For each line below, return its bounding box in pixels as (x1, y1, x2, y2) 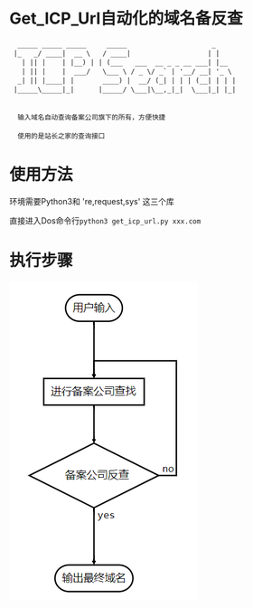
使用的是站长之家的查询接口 (17, 131, 106, 140)
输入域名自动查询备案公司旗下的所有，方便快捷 (17, 112, 165, 122)
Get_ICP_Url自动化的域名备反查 (9, 8, 244, 29)
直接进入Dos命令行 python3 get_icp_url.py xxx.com (9, 214, 201, 226)
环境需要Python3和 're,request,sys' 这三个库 (9, 195, 174, 206)
